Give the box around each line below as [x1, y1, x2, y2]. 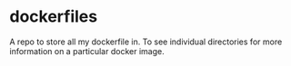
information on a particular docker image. [9, 45, 166, 56]
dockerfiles [9, 6, 98, 27]
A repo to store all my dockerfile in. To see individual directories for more [9, 36, 283, 47]
